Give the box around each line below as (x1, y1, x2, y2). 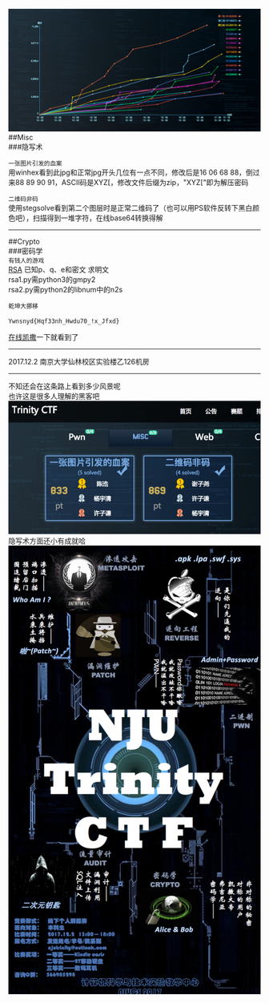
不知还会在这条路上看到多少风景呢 (8, 381, 121, 391)
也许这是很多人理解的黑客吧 (8, 392, 100, 401)
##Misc (8, 133, 34, 143)
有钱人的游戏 (8, 257, 45, 265)
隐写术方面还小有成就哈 (8, 536, 86, 546)
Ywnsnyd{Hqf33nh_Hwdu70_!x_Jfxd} (8, 317, 120, 325)
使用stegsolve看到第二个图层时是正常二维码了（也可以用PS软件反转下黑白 (8, 203, 253, 213)
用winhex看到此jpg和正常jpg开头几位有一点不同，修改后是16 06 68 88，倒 (8, 167, 254, 177)
